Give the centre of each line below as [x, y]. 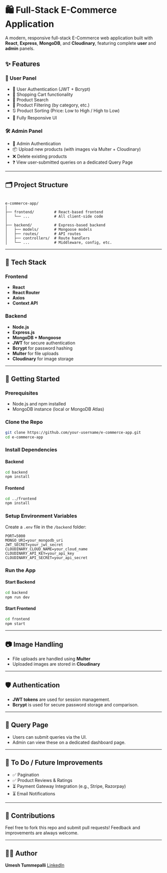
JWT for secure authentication [44, 343]
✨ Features [23, 64]
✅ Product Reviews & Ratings [42, 780]
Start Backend [20, 582]
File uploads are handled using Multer [51, 659]
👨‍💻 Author [21, 853]
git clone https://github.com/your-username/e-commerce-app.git [73, 432]
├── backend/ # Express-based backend [55, 225]
